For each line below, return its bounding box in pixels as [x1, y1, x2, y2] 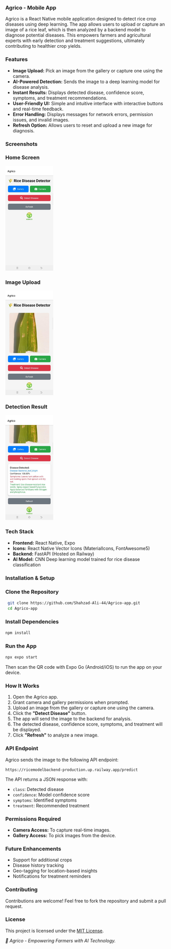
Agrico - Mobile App [5, 4, 57, 11]
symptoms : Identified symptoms [12, 797, 77, 803]
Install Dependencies [5, 618, 59, 625]
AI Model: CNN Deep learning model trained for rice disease [12, 556, 140, 562]
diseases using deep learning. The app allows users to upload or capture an [5, 21, 165, 27]
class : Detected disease [12, 786, 64, 792]
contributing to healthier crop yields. [5, 43, 82, 49]
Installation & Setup [5, 574, 55, 582]
